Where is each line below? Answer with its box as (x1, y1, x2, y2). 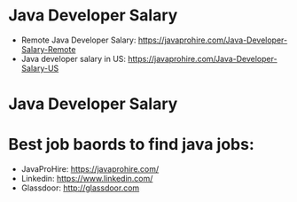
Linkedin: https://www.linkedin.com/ (20, 174, 153, 184)
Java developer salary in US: (20, 53, 126, 64)
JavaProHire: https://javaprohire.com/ (20, 164, 160, 175)
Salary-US (20, 63, 59, 74)
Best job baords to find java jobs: (8, 135, 254, 155)
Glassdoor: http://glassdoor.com (20, 183, 140, 193)
